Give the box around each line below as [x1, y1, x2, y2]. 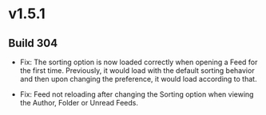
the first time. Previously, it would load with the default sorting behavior [19, 66, 255, 75]
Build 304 [8, 36, 58, 50]
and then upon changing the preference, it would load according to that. [19, 75, 257, 83]
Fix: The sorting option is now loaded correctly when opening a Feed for [19, 57, 258, 67]
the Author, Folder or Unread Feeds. [19, 98, 138, 107]
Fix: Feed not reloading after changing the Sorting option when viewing [19, 90, 254, 99]
